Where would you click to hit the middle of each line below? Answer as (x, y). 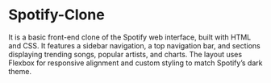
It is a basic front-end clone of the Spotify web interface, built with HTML (130, 37)
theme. (20, 71)
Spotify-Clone (56, 15)
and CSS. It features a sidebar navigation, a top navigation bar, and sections (134, 45)
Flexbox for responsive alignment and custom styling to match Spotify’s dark (135, 63)
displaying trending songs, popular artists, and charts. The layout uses (125, 54)
